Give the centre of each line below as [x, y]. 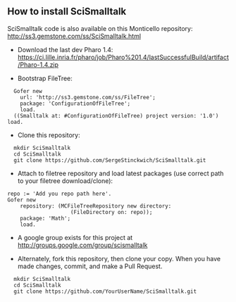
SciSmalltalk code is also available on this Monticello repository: [100, 28]
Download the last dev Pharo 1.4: [65, 49]
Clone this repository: [49, 135]
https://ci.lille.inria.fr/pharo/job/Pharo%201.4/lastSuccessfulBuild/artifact [123, 57]
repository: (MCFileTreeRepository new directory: [96, 206]
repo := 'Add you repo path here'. [60, 194]
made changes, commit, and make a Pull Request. [90, 266]
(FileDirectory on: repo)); [111, 212]
